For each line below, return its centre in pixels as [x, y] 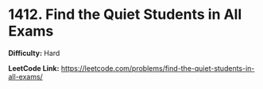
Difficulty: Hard [34, 53]
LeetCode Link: [34, 68]
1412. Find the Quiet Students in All [125, 15]
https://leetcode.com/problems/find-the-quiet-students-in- [158, 68]
